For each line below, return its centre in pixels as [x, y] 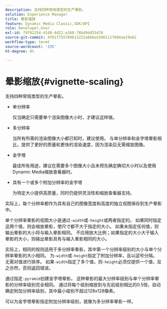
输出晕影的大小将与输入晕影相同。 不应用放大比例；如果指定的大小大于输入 [82, 233]
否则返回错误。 [38, 268]
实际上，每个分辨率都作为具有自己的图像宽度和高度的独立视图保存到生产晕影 [83, 203]
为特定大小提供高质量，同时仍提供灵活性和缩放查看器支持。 [73, 193]
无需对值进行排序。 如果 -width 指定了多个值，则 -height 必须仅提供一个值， [81, 262]
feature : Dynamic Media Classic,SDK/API [48, 24]
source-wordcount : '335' [31, 47]
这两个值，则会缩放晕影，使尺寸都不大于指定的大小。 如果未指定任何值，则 [82, 227]
